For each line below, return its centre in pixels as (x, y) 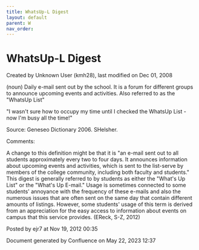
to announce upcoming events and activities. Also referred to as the (91, 94)
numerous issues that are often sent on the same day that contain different (99, 198)
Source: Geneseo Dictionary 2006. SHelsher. (62, 130)
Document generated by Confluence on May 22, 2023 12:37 (81, 241)
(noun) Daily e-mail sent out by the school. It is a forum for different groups (100, 87)
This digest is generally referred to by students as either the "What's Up (96, 179)
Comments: (21, 141)
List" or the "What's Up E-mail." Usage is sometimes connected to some (96, 185)
